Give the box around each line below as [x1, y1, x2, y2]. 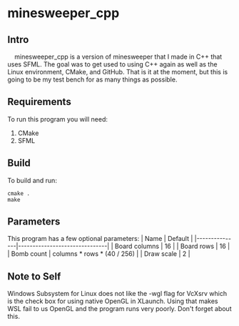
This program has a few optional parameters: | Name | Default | [7, 234, 193, 243]
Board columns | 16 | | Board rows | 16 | [114, 242, 230, 251]
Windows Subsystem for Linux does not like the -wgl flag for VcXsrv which [7, 290, 227, 298]
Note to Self [7, 270, 61, 282]
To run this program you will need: [7, 114, 108, 123]
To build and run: [7, 176, 57, 184]
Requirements [7, 96, 71, 108]
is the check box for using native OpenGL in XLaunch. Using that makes [7, 297, 219, 305]
